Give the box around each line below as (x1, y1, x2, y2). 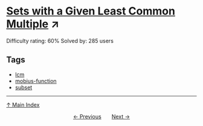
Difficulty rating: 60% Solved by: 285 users (6, 37, 114, 44)
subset (14, 84, 33, 91)
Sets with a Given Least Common (6, 4, 175, 18)
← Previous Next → (72, 113, 130, 120)
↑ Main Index (6, 101, 40, 108)
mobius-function (14, 77, 57, 84)
